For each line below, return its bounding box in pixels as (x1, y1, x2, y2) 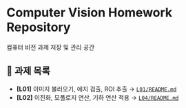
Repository (6, 19, 71, 35)
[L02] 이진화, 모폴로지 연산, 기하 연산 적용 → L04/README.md (16, 93, 179, 101)
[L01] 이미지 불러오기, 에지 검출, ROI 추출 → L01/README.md (16, 85, 177, 93)
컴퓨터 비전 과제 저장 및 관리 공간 (6, 43, 94, 51)
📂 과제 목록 (6, 65, 51, 77)
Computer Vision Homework (6, 5, 173, 21)
